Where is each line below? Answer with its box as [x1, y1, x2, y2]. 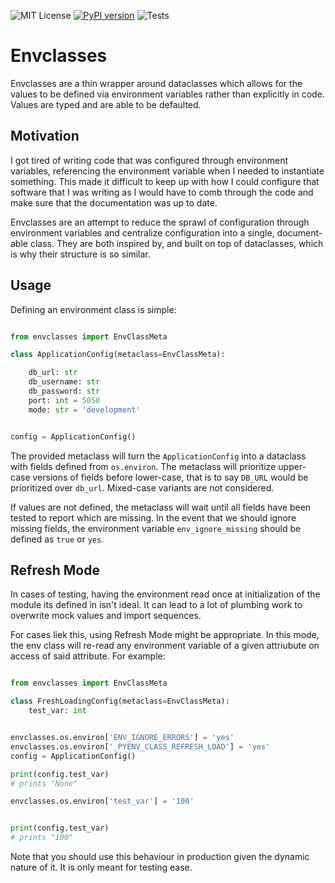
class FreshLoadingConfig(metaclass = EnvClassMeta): [10, 696, 230, 707]
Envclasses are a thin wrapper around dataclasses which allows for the [10, 77, 303, 89]
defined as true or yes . [10, 533, 105, 545]
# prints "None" [10, 778, 78, 789]
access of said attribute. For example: [10, 650, 166, 662]
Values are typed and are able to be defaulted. [10, 98, 202, 110]
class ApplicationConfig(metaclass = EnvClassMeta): [10, 350, 226, 360]
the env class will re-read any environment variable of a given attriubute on [10, 640, 320, 652]
